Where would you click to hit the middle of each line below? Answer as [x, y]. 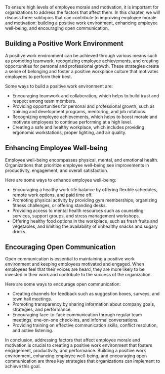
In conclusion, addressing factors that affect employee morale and [73, 340]
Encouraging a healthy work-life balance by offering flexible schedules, [85, 189]
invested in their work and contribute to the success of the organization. [79, 275]
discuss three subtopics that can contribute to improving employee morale [81, 18]
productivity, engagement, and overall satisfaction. [57, 170]
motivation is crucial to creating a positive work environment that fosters [79, 345]
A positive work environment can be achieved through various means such [81, 55]
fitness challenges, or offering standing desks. [60, 205]
